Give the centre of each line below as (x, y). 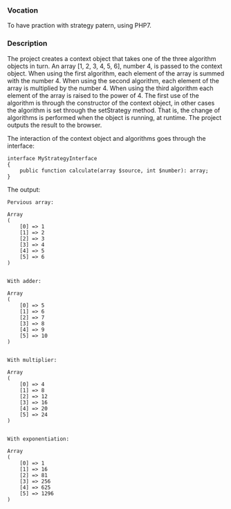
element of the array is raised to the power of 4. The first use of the (103, 95)
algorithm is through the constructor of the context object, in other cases (111, 103)
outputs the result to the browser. (55, 125)
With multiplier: (32, 360)
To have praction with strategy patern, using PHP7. (80, 26)
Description (27, 44)
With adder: (24, 281)
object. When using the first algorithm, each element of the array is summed (116, 73)
